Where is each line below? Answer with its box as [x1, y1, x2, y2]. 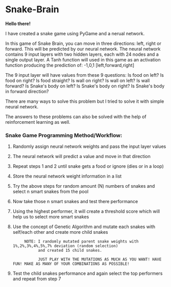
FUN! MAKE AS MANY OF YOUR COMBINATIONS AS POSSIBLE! [12, 261, 130, 267]
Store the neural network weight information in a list [12, 173, 122, 180]
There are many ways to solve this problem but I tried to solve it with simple [5, 98, 164, 104]
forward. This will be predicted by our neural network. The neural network [5, 46, 161, 52]
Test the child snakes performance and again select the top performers [12, 270, 163, 277]
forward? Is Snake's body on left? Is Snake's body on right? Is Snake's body [5, 83, 165, 89]
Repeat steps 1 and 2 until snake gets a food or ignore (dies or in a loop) [12, 163, 164, 169]
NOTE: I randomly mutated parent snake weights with [24, 239, 139, 244]
